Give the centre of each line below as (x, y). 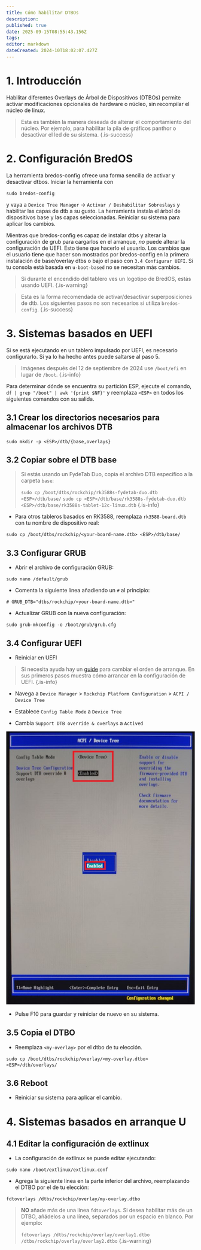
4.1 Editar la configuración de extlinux (78, 1144)
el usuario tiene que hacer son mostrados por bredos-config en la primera (98, 254)
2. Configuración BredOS (70, 159)
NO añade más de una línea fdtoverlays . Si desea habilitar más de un (107, 1210)
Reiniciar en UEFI (36, 657)
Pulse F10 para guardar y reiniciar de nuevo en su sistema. (87, 1014)
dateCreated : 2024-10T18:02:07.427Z (52, 51)
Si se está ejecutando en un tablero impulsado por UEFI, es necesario (92, 350)
